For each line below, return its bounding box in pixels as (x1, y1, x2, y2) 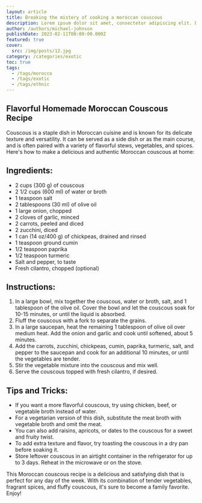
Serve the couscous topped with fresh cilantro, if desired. (14, 368, 158, 376)
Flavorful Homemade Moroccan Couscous (6, 103, 168, 114)
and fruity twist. (14, 433, 54, 441)
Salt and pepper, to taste (14, 258, 76, 265)
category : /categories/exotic (6, 53, 82, 59)
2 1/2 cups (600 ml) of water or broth (14, 187, 107, 195)
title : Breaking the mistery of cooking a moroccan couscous (6, 14, 163, 20)
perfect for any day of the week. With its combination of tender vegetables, (6, 477, 192, 484)
